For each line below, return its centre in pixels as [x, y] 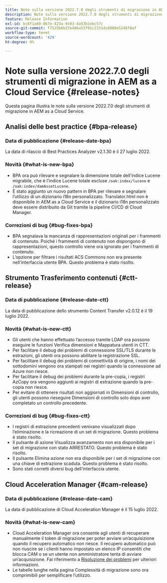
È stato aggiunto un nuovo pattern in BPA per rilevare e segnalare [79, 191]
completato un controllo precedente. [50, 403]
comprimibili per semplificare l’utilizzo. [52, 575]
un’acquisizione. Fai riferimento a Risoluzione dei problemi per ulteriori [84, 560]
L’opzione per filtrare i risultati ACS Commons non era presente [77, 257]
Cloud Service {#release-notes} [73, 92]
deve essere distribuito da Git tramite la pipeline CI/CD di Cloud [77, 207]
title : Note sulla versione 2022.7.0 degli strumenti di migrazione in [81, 10]
